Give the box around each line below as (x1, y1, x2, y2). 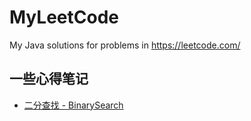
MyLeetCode (9, 6, 119, 29)
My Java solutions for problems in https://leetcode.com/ (9, 39, 241, 51)
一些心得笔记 (9, 71, 89, 88)
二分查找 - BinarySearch (23, 99, 124, 111)
